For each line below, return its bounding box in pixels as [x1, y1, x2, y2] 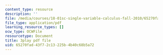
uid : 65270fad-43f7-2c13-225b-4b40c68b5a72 [5, 43, 95, 47]
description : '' [5, 11, 38, 16]
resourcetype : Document [5, 34, 53, 39]
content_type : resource [5, 7, 53, 12]
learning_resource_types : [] [5, 25, 64, 30]
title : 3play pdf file [5, 38, 51, 43]
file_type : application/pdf [5, 20, 62, 25]
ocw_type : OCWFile [5, 29, 42, 34]
